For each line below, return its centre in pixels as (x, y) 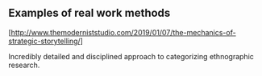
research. (24, 65)
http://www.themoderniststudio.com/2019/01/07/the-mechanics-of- (123, 32)
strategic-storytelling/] (46, 41)
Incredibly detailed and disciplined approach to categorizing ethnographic (131, 56)
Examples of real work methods (89, 13)
